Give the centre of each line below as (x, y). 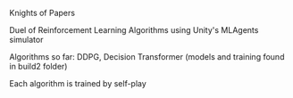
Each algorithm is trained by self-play (78, 83)
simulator (26, 40)
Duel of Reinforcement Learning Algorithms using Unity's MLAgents (134, 30)
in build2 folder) (38, 66)
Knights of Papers (42, 13)
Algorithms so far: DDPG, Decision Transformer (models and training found (147, 57)
